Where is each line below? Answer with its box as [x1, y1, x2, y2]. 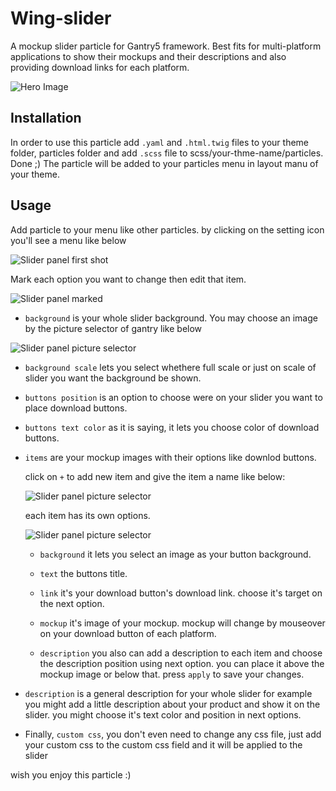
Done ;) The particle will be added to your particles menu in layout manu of [10, 157, 319, 169]
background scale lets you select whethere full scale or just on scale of [24, 361, 317, 373]
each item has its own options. [24, 509, 151, 521]
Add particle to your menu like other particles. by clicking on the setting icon [10, 223, 325, 236]
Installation [10, 110, 82, 127]
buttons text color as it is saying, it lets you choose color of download [24, 421, 320, 433]
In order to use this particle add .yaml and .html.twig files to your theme [10, 136, 310, 148]
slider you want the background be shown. [24, 372, 202, 384]
